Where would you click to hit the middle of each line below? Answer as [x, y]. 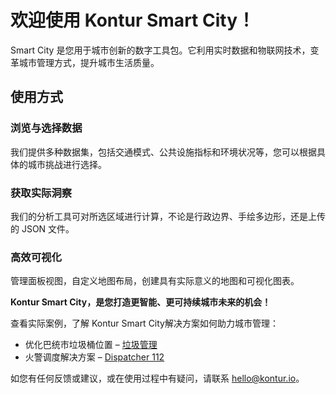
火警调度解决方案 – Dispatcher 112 [94, 357]
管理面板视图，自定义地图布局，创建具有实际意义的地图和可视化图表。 [155, 281]
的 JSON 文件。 [42, 228]
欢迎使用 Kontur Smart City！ [132, 20]
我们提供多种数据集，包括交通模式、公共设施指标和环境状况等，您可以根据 [163, 152]
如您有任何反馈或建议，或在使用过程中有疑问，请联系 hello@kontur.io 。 [157, 378]
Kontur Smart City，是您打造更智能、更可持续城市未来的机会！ [141, 302]
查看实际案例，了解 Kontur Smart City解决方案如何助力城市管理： [144, 323]
